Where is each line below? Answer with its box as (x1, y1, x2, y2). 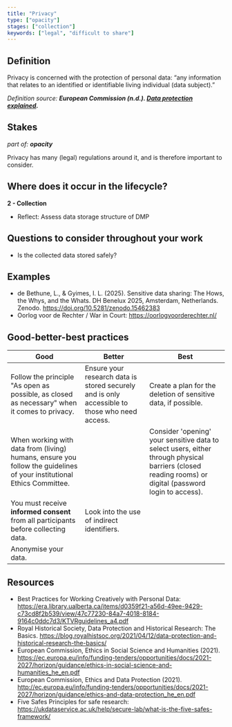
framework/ (17, 712, 51, 720)
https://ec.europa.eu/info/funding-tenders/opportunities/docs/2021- (17, 653, 212, 661)
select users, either (149, 444, 212, 454)
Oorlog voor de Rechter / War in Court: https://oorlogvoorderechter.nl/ (17, 311, 217, 320)
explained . (7, 102, 39, 110)
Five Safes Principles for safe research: (17, 697, 129, 706)
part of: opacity (7, 140, 53, 148)
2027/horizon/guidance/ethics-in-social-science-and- (17, 661, 173, 669)
